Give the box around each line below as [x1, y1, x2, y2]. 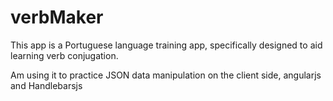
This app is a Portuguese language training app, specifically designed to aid [10, 39, 323, 51]
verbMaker [10, 6, 104, 29]
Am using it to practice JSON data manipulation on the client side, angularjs [10, 69, 322, 81]
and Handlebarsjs [10, 79, 83, 91]
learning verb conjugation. [10, 49, 119, 61]
